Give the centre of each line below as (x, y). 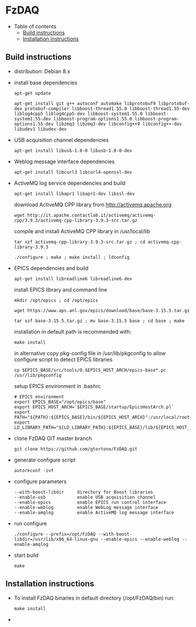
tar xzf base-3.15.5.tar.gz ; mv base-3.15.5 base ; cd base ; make (99, 321)
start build (26, 555)
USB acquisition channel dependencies (61, 140)
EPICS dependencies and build (51, 268)
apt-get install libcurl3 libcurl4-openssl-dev (73, 172)
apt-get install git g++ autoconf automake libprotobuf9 (85, 103)
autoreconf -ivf (34, 470)
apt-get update (32, 93)
